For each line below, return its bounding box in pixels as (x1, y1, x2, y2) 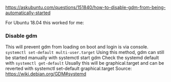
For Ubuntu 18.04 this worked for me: (5, 20, 84, 25)
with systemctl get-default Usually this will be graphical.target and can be (5, 60, 164, 66)
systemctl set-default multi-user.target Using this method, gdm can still (5, 49, 164, 56)
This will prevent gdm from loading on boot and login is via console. (5, 44, 149, 50)
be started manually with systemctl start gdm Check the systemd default (5, 54, 159, 61)
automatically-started (5, 10, 51, 16)
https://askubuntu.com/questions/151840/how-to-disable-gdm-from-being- (5, 5, 166, 10)
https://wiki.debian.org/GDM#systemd (5, 71, 86, 77)
